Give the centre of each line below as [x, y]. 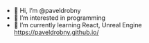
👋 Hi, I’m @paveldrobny [47, 11]
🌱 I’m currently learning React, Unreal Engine [78, 25]
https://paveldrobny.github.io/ [56, 32]
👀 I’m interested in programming [60, 18]
